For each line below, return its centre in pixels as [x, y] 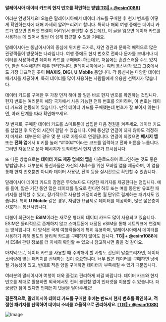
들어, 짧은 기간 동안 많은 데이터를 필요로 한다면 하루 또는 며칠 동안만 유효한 [82, 188]
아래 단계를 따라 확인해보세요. [40, 114]
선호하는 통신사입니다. [27, 207]
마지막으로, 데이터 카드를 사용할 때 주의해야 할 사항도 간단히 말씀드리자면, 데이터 [83, 253]
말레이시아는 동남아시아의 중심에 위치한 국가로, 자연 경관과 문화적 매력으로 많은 [81, 47]
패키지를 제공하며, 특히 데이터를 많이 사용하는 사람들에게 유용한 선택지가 [75, 78]
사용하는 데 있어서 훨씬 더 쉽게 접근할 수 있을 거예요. [55, 37]
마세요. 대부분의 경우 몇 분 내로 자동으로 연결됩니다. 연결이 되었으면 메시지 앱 [84, 136]
